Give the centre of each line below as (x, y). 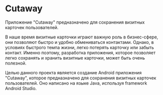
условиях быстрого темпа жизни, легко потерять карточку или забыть (80, 47)
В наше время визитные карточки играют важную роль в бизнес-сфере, (82, 37)
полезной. (16, 63)
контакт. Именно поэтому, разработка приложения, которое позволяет (81, 53)
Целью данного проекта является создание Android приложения (73, 72)
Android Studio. (21, 88)
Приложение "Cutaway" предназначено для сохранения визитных (75, 22)
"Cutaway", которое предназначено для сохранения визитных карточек (81, 78)
